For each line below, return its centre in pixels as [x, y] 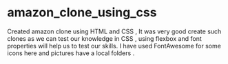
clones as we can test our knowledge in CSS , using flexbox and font [104, 38]
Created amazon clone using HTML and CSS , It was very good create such [114, 31]
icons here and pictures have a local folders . [71, 53]
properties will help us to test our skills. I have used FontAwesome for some [114, 46]
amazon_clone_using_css [82, 13]
